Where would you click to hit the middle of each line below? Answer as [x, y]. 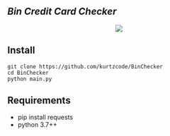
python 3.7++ [38, 125]
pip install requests [45, 117]
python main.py [30, 79]
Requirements [39, 100]
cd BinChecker [28, 73]
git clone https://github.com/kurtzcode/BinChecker [85, 66]
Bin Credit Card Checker [62, 12]
